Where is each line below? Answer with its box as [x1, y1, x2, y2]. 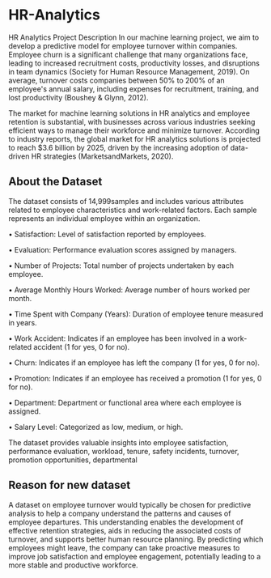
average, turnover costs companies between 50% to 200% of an [8, 75, 225, 85]
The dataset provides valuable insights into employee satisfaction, [8, 437, 229, 447]
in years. [8, 317, 38, 327]
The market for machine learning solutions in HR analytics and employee [8, 108, 251, 118]
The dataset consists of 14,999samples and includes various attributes [8, 196, 244, 206]
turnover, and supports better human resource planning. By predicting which [8, 534, 264, 544]
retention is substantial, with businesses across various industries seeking [8, 117, 256, 126]
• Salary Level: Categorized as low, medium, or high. [8, 422, 184, 431]
